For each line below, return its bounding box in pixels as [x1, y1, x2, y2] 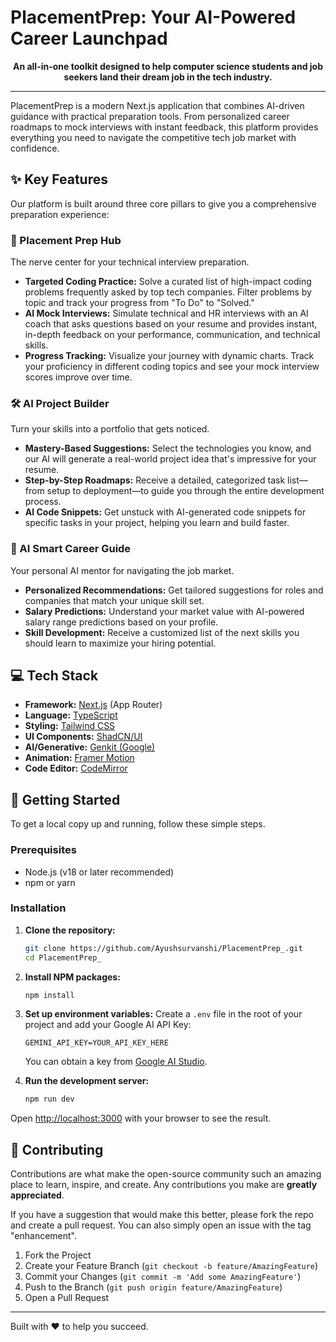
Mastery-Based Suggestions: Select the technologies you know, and [24, 442, 312, 455]
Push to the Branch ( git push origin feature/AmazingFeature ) [24, 1281, 283, 1293]
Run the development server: [24, 1075, 150, 1087]
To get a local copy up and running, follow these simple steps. [10, 818, 266, 830]
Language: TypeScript [24, 709, 118, 721]
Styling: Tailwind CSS [24, 720, 116, 732]
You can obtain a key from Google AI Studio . [24, 1056, 208, 1068]
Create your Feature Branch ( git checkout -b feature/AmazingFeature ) [24, 1260, 319, 1272]
